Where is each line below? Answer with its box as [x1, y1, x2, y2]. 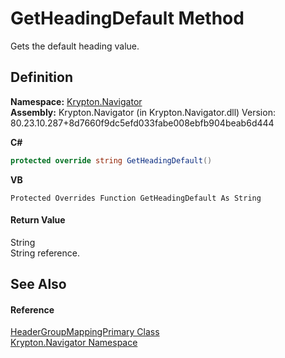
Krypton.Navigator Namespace [10, 337, 138, 349]
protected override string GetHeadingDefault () [10, 155, 213, 166]
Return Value [10, 214, 66, 226]
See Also [10, 276, 67, 293]
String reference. [10, 247, 80, 259]
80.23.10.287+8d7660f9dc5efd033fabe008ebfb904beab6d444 [10, 117, 275, 129]
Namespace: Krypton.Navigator [10, 95, 143, 107]
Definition [10, 69, 73, 86]
